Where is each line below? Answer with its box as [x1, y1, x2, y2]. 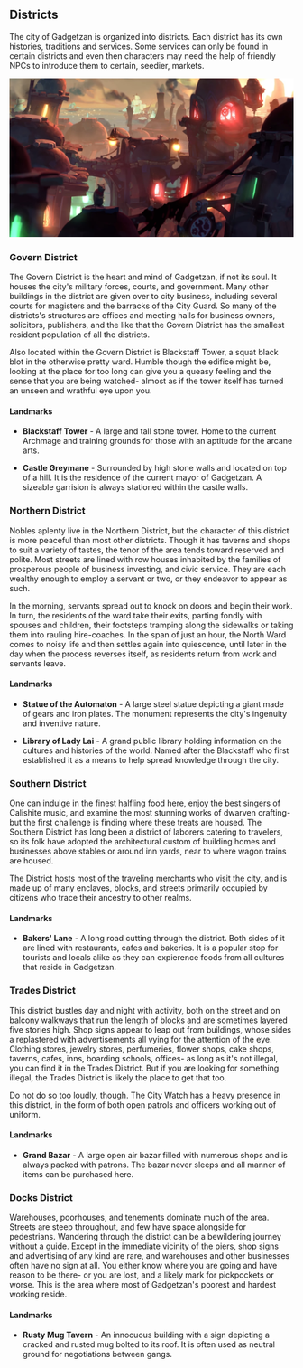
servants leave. [9, 657, 66, 668]
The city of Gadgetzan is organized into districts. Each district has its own [9, 31, 283, 42]
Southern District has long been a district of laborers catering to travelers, [9, 826, 284, 837]
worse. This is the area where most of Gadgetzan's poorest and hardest [9, 1279, 277, 1290]
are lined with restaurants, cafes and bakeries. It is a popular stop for [22, 942, 279, 953]
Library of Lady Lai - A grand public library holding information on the [22, 735, 282, 746]
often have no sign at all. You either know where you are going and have [9, 1260, 278, 1271]
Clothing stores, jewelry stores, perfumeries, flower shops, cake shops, [9, 1043, 275, 1054]
